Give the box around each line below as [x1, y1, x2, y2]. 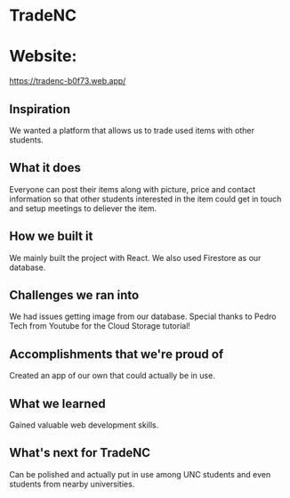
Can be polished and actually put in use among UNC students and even [9, 469, 271, 479]
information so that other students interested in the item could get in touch [9, 193, 282, 204]
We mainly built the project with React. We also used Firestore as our [9, 252, 262, 263]
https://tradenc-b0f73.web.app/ [9, 76, 126, 86]
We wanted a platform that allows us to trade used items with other [9, 125, 255, 135]
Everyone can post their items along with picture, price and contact [9, 184, 256, 194]
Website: [9, 46, 77, 67]
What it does [9, 160, 82, 176]
